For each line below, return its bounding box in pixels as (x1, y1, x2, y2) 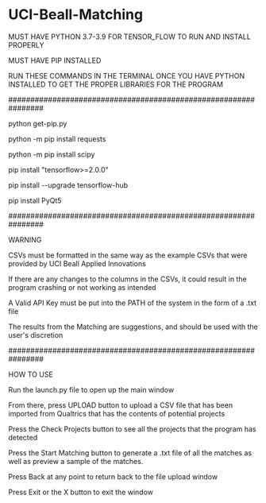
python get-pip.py (8, 118, 67, 128)
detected (8, 432, 38, 442)
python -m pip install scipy (8, 149, 95, 159)
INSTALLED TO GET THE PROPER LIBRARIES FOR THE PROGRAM (8, 79, 224, 89)
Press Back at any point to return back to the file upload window (8, 471, 218, 482)
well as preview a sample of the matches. (8, 456, 144, 466)
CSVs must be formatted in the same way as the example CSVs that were (8, 250, 248, 260)
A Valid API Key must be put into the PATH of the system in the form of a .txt (8, 298, 256, 308)
